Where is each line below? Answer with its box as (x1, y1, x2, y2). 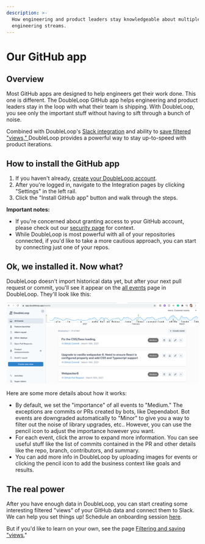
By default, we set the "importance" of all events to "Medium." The (15, 401, 183, 409)
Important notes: (6, 206, 50, 213)
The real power (6, 484, 65, 494)
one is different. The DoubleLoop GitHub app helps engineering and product (6, 96, 198, 104)
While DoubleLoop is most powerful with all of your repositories (15, 231, 175, 238)
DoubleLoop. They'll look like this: (6, 290, 92, 298)
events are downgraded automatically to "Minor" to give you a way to (15, 415, 190, 422)
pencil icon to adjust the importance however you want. (15, 428, 156, 435)
